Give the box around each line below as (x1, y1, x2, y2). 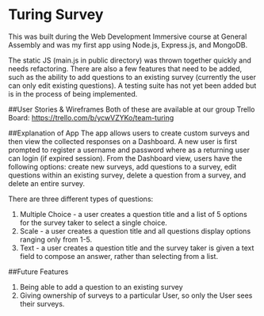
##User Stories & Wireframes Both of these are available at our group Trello (8, 105, 255, 114)
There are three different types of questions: (8, 194, 154, 204)
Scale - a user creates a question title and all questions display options (19, 226, 251, 235)
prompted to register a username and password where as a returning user (8, 145, 250, 154)
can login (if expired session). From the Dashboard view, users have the (8, 153, 243, 163)
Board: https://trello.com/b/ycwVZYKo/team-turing (8, 112, 174, 122)
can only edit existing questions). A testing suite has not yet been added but (8, 81, 257, 90)
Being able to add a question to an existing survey (19, 282, 184, 291)
